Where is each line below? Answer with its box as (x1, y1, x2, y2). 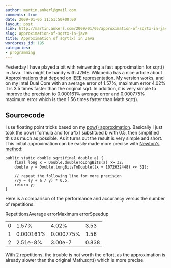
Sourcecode (5, 111, 45, 119)
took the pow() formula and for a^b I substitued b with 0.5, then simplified (5, 130, 159, 136)
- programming (5, 50, 36, 55)
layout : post (5, 21, 33, 27)
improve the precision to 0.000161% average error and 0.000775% (5, 91, 145, 97)
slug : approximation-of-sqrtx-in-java (5, 31, 88, 36)
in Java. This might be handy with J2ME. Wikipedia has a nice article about (5, 69, 162, 75)
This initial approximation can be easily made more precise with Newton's (5, 141, 160, 147)
